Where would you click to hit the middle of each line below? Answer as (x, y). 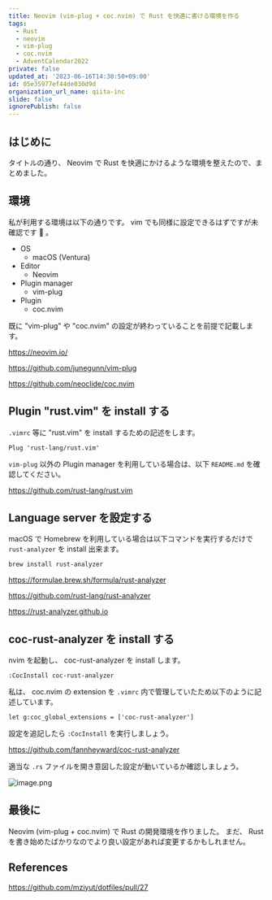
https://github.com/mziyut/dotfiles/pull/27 (78, 887)
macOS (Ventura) (61, 257)
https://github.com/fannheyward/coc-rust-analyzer (94, 750)
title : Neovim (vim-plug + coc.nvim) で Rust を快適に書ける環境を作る (124, 16)
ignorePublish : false (45, 107)
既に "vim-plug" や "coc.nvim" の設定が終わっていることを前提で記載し (127, 325)
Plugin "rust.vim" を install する (89, 411)
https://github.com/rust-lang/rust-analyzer (80, 596)
